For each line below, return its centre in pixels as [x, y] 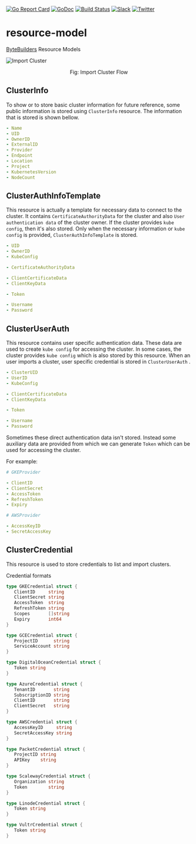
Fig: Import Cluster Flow [99, 72]
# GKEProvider [24, 472]
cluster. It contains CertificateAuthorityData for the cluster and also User [95, 216]
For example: [22, 461]
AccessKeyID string [43, 727]
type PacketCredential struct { [46, 749]
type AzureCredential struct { [44, 684]
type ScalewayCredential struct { [49, 776]
